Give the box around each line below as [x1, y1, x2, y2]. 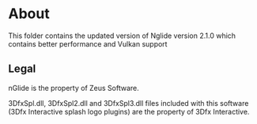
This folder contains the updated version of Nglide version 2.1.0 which [8, 31, 236, 40]
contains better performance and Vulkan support [8, 39, 168, 48]
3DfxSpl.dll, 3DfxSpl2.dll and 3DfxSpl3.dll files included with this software [8, 98, 249, 107]
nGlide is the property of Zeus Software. [8, 83, 140, 92]
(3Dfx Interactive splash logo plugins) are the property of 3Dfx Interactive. [8, 107, 250, 116]
